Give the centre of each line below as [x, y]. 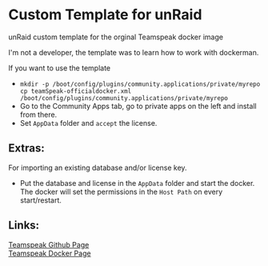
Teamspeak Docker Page [50, 253]
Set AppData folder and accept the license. [88, 123]
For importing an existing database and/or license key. [98, 167]
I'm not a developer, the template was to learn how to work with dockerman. [134, 52]
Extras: [27, 149]
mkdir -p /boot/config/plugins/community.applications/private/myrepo [140, 84]
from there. [38, 115]
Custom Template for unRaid [105, 15]
